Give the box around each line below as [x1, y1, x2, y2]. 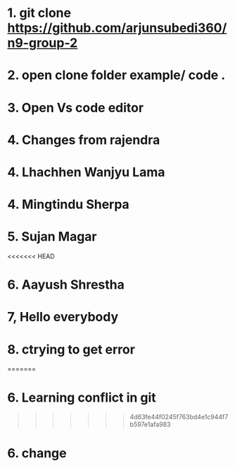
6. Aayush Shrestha [7, 277, 125, 293]
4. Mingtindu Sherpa [7, 196, 130, 212]
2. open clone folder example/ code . [7, 67, 226, 83]
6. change [7, 445, 67, 461]
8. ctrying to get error [7, 341, 136, 357]
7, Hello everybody [7, 309, 118, 325]
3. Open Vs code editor [7, 100, 144, 116]
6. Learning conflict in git [7, 390, 156, 405]
